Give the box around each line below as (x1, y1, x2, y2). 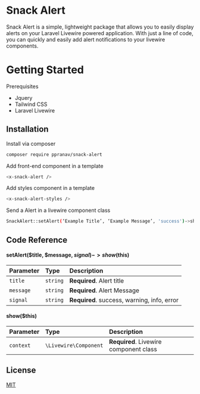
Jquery (14, 94, 33, 101)
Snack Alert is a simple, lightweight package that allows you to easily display (6, 23, 194, 30)
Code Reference (6, 234, 68, 245)
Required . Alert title (69, 276, 124, 284)
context (9, 342, 31, 349)
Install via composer (6, 140, 56, 147)
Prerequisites (6, 83, 39, 90)
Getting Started (6, 63, 85, 77)
